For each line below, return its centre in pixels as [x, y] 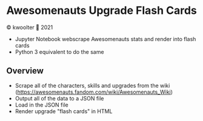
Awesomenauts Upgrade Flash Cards [101, 11]
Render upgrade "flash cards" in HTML [64, 111]
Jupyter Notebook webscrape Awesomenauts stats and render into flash [105, 39]
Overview [25, 71]
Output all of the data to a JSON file [59, 98]
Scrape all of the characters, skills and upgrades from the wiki [92, 85]
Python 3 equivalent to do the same [59, 51]
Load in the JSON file [42, 105]
